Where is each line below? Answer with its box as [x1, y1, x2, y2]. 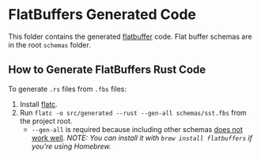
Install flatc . [19, 99, 58, 108]
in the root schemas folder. [8, 40, 91, 49]
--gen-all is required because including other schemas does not [31, 124, 244, 134]
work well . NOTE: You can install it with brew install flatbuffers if [31, 133, 253, 142]
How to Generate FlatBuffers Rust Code [8, 63, 206, 77]
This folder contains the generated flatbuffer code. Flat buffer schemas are [8, 32, 252, 41]
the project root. [19, 116, 73, 126]
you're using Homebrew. [31, 141, 112, 151]
